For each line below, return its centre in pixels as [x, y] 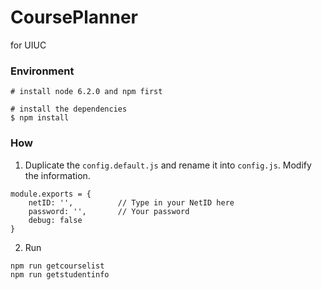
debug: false [55, 220]
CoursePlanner [74, 17]
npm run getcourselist [57, 266]
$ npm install [40, 118]
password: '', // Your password [109, 211]
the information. [57, 175]
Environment [42, 71]
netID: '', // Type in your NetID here [131, 202]
